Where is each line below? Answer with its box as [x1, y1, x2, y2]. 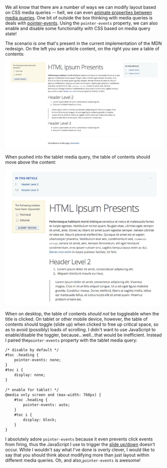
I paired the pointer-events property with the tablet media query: [5, 337, 138, 343]
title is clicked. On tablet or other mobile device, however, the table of [5, 316, 148, 322]
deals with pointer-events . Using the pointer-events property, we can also [5, 20, 158, 26]
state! [5, 31, 17, 36]
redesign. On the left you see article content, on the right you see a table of [5, 46, 160, 51]
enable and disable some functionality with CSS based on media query [5, 25, 151, 31]
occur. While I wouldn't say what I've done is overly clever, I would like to [5, 447, 155, 453]
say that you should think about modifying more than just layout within [5, 452, 150, 458]
